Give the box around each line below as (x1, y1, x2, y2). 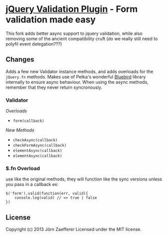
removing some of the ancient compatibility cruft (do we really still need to (5, 36, 158, 42)
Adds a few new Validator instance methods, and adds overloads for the (5, 68, 154, 74)
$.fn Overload (5, 165, 40, 172)
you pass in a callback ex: (5, 181, 59, 187)
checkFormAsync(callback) (12, 143, 67, 148)
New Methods (5, 127, 34, 133)
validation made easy (5, 14, 96, 25)
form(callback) (12, 118, 45, 123)
